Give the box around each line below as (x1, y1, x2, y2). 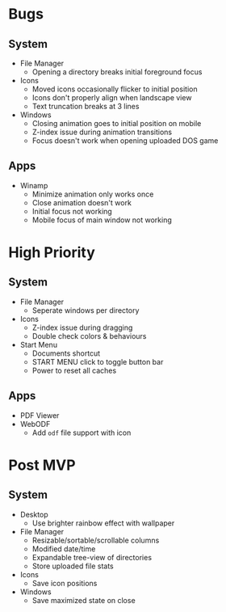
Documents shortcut (31, 348, 101, 358)
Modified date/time (31, 543, 96, 554)
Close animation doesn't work (31, 197, 132, 207)
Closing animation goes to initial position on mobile (31, 119, 202, 128)
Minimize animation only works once (31, 189, 154, 199)
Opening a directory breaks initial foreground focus (31, 67, 203, 77)
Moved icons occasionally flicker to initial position (31, 84, 198, 94)
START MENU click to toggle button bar (31, 357, 164, 366)
